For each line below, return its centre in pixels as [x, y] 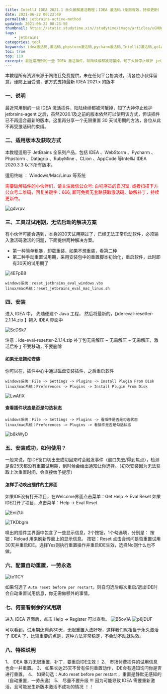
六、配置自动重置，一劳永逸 [38, 565]
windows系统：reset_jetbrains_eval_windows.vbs [54, 283]
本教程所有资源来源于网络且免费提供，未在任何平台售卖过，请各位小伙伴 [79, 76]
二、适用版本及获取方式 [33, 140]
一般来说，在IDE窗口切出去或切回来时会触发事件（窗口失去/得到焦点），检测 [83, 460]
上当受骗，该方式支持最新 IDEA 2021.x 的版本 [69, 82]
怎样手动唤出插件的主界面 [31, 484]
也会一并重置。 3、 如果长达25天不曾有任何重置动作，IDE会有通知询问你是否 [83, 668]
